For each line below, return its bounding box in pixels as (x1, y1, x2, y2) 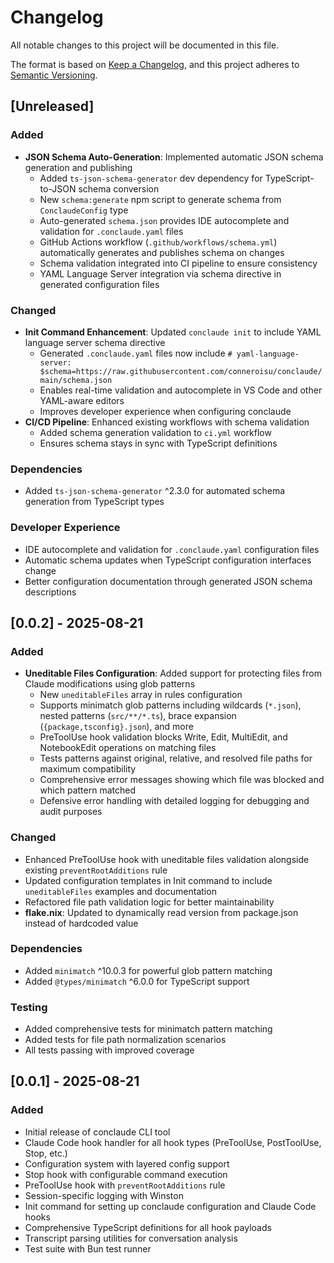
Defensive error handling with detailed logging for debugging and (39, 795, 310, 807)
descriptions (24, 586, 77, 598)
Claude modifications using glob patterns (24, 678, 196, 690)
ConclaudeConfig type (39, 204, 129, 216)
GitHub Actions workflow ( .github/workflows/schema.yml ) (39, 236, 278, 248)
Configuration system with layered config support (24, 1157, 230, 1170)
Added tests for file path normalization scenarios (24, 1034, 227, 1046)
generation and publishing (24, 161, 133, 173)
